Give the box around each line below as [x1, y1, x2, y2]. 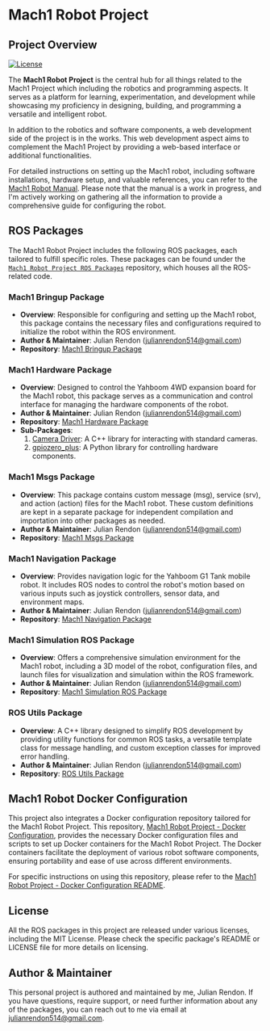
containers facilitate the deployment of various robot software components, [8, 848, 260, 857]
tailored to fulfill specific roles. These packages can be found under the [8, 254, 246, 263]
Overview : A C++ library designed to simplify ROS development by [19, 726, 243, 735]
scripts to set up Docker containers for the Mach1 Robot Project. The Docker [8, 839, 262, 849]
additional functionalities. [8, 151, 92, 160]
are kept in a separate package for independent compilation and [19, 507, 234, 516]
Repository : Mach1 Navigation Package [19, 614, 152, 624]
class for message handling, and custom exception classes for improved [19, 743, 260, 752]
